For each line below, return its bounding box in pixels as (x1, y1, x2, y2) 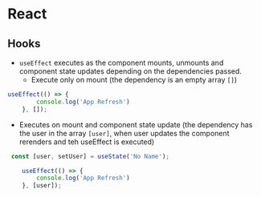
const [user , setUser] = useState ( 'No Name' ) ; (10, 152, 170, 160)
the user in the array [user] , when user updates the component (18, 128, 230, 138)
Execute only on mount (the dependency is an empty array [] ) (31, 75, 238, 84)
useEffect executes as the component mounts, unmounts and (18, 58, 224, 67)
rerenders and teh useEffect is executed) (18, 137, 155, 147)
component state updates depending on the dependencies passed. (18, 66, 243, 76)
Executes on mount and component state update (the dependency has (18, 119, 253, 129)
